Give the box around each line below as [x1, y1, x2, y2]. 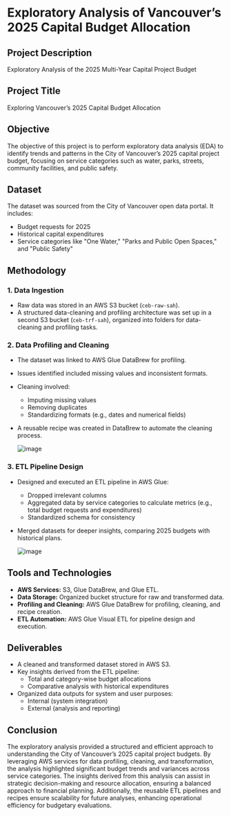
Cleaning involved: [17, 383, 70, 391]
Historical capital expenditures [17, 230, 104, 239]
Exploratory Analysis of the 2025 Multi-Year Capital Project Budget [7, 66, 197, 73]
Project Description [7, 47, 92, 59]
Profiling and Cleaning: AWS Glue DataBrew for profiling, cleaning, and [17, 600, 221, 608]
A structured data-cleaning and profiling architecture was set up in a [17, 308, 212, 317]
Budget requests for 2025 [17, 223, 91, 231]
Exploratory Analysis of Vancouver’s [7, 5, 222, 21]
